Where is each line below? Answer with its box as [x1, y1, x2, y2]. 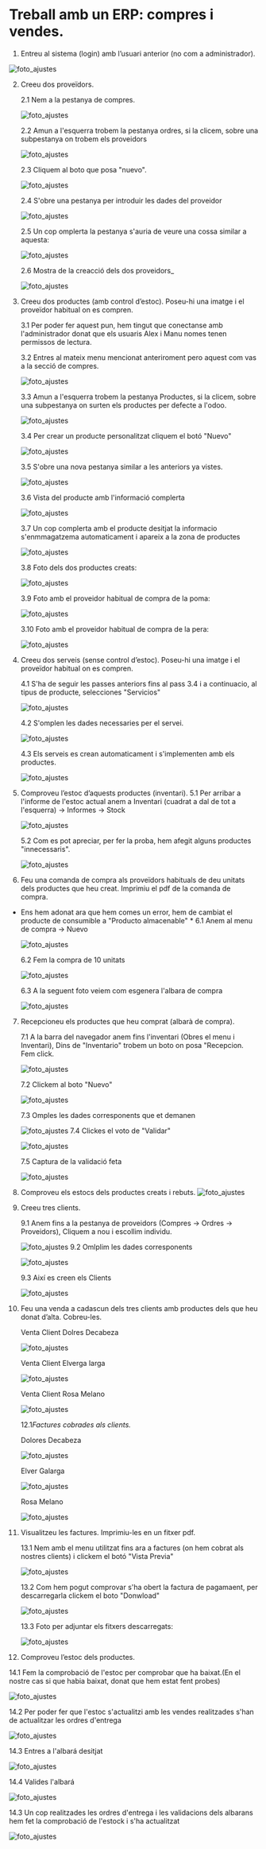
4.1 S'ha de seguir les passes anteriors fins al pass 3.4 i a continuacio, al [20, 679, 257, 688]
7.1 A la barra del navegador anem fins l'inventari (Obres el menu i [20, 1031, 235, 1042]
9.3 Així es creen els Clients [20, 1273, 112, 1282]
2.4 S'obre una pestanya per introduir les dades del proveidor [20, 195, 222, 205]
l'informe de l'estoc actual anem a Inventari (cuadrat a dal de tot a [20, 796, 237, 806]
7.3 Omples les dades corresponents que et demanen [20, 1110, 196, 1120]
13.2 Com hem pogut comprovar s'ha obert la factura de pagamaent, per [20, 1582, 258, 1592]
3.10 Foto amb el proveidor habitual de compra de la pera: [20, 624, 210, 633]
